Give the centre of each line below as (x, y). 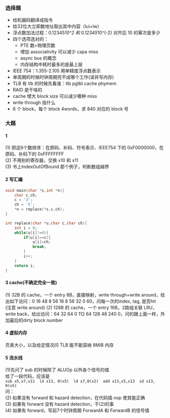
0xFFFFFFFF (51, 154)
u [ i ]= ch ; (42, 242)
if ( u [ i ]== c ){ (37, 237)
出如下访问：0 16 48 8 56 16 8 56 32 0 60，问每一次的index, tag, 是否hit (81, 301)
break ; (39, 247)
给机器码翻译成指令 (33, 20)
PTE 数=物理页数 (38, 45)
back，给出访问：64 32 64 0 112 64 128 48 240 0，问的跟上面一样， (89, 314)
